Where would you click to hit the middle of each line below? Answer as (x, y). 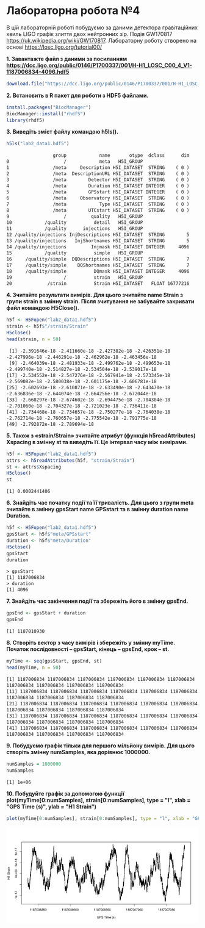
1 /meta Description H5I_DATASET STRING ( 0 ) (98, 168)
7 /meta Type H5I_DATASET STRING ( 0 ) (98, 204)
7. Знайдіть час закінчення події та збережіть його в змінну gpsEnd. (97, 601)
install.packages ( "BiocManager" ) (49, 107)
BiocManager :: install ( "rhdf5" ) (46, 113)
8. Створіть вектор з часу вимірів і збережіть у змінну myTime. (91, 643)
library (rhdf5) (26, 120)
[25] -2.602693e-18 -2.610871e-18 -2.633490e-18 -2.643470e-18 (88, 387)
